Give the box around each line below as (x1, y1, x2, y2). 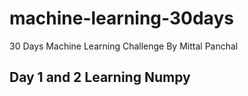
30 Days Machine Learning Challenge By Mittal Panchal (9, 40, 239, 52)
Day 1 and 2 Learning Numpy (9, 69, 191, 86)
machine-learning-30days (9, 7, 234, 30)
